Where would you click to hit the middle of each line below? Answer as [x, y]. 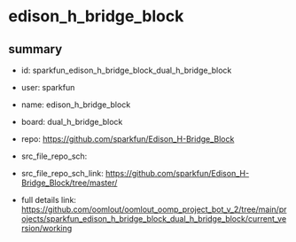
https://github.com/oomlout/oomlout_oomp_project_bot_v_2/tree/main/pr [154, 209]
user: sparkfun [48, 87]
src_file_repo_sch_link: [62, 173]
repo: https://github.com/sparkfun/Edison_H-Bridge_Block [128, 139]
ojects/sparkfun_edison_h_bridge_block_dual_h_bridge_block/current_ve [154, 219]
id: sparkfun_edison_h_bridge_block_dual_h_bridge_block [126, 70]
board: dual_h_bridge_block [72, 122]
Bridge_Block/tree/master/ [69, 183]
